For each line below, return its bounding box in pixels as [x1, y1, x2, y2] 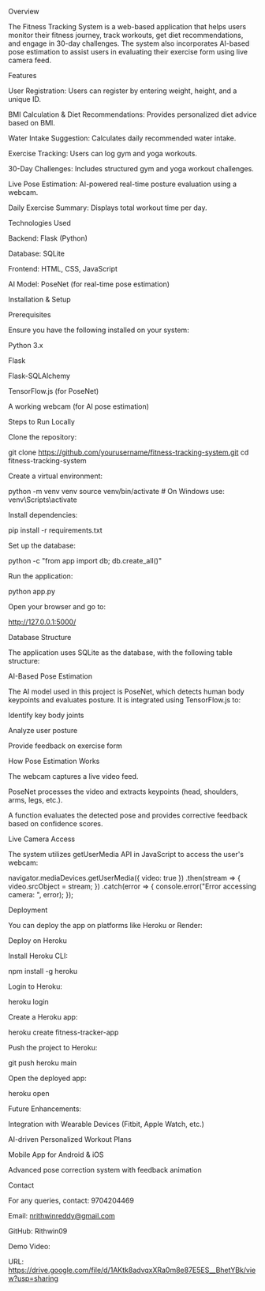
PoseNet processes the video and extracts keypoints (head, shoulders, [8, 787, 239, 796]
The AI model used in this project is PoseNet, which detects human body [8, 687, 244, 696]
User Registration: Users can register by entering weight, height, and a [8, 86, 237, 95]
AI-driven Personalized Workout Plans [8, 1135, 132, 1143]
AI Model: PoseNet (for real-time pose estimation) [8, 279, 170, 289]
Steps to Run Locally [8, 417, 75, 426]
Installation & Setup [8, 295, 71, 304]
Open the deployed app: [8, 1073, 87, 1083]
